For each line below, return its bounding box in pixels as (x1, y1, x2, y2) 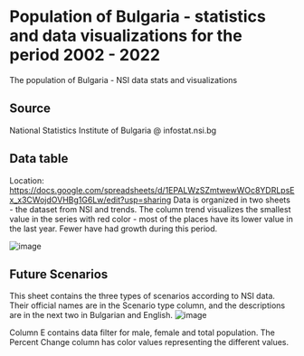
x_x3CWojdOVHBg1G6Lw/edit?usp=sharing (9, 194, 172, 205)
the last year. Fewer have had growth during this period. (9, 223, 218, 234)
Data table (9, 151, 69, 166)
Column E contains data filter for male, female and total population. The (9, 327, 276, 338)
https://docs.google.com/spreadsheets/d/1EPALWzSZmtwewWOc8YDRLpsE (9, 184, 295, 195)
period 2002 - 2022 (9, 45, 161, 65)
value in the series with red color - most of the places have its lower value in (9, 213, 294, 224)
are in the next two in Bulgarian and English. (9, 310, 174, 321)
